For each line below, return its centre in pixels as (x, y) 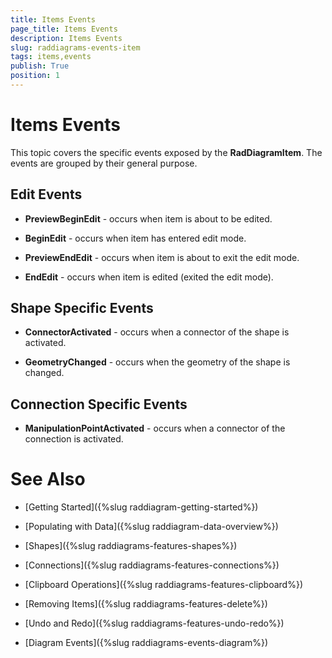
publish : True (40, 66)
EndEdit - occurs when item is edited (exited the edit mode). (149, 277)
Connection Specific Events (99, 404)
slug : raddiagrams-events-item (75, 47)
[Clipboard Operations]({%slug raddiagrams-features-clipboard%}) (164, 585)
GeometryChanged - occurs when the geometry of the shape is (157, 362)
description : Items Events (66, 38)
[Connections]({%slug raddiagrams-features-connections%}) (152, 565)
